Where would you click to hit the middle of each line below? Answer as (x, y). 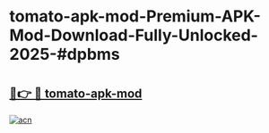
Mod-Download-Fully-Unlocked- (134, 35)
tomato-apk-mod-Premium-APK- (135, 17)
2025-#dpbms (65, 54)
